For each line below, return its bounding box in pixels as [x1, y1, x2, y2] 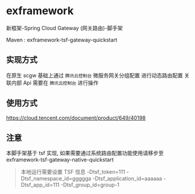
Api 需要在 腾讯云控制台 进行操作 [23, 79, 99, 86]
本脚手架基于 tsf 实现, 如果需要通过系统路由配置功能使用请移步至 [6, 150, 164, 157]
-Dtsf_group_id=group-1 [60, 182, 120, 189]
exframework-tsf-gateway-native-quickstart [6, 156, 114, 163]
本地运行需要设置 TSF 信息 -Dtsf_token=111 [20, 169, 126, 176]
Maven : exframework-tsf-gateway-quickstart [6, 36, 117, 43]
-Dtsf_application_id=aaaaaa [92, 175, 162, 182]
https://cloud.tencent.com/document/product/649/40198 [6, 114, 146, 121]
